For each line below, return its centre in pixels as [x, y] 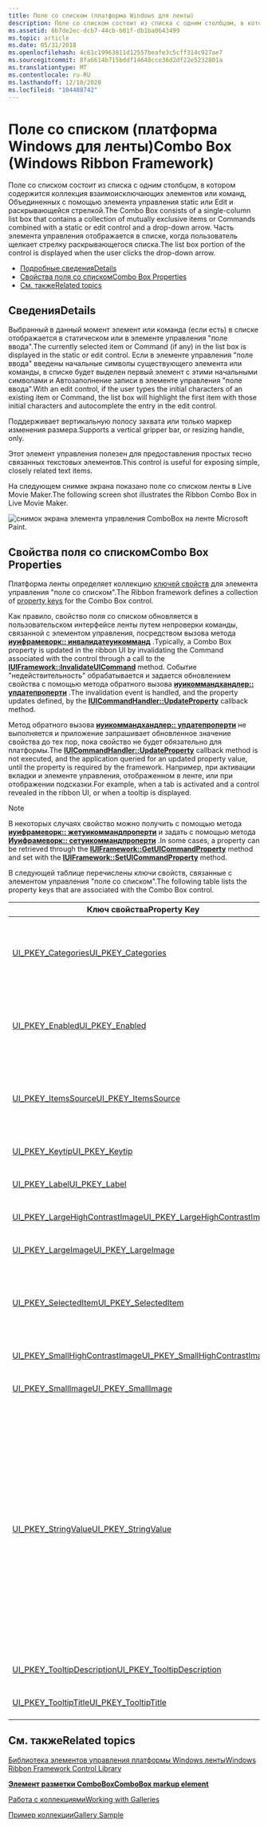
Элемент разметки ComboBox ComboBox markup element [108, 1784]
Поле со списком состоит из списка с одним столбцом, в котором [122, 185]
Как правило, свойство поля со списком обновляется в [103, 616]
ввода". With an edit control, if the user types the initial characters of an [126, 389]
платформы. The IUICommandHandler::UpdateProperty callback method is [133, 750]
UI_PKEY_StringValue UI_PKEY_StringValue [92, 1529]
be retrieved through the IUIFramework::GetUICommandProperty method [131, 849]
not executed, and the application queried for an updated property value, [128, 758]
